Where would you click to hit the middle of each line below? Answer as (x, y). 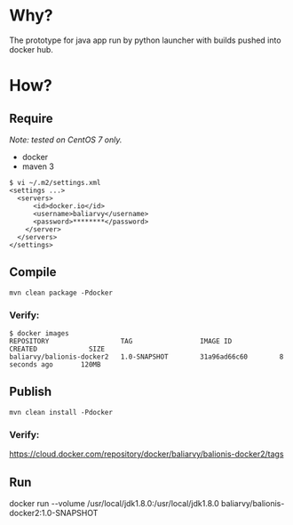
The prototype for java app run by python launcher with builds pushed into (145, 40)
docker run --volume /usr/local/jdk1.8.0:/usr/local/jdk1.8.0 (114, 503)
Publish (31, 392)
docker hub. (31, 49)
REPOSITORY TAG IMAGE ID (121, 342)
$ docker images (39, 334)
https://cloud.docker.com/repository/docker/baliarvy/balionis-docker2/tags (146, 454)
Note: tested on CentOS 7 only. (66, 140)
